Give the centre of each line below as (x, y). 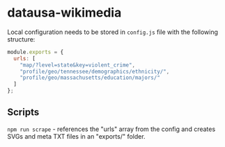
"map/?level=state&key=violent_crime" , (78, 65)
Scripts (23, 112)
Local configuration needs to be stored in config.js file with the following (113, 32)
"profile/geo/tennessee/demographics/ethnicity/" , (95, 71)
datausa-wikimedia (64, 13)
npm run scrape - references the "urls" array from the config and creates (111, 129)
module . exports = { (36, 52)
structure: (21, 39)
